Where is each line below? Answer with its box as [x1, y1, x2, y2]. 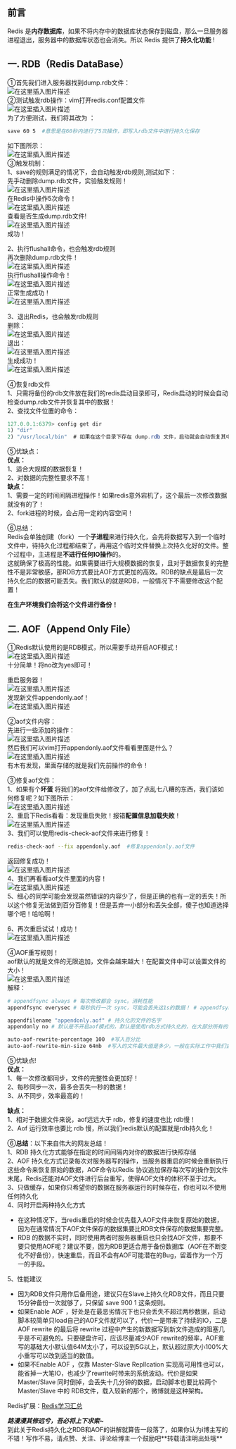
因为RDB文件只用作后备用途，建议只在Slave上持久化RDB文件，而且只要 [17, 1290, 225, 1298]
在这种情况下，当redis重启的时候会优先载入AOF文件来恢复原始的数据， [17, 1216, 223, 1224]
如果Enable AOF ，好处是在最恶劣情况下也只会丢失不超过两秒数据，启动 [17, 1307, 226, 1316]
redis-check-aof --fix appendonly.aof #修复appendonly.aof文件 [7, 843, 195, 850]
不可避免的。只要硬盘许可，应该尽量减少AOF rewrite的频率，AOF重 [29, 1334, 225, 1343]
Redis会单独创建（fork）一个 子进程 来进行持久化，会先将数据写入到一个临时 [7, 533, 226, 541]
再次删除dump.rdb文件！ [7, 253, 79, 261]
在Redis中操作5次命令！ [7, 194, 77, 202]
